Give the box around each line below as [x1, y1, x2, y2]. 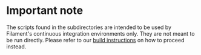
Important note [6, 4, 84, 18]
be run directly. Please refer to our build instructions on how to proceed [6, 36, 185, 44]
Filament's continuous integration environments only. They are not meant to [6, 30, 195, 37]
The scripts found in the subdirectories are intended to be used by [6, 24, 171, 31]
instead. [6, 43, 27, 50]
